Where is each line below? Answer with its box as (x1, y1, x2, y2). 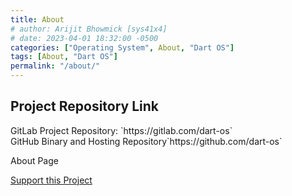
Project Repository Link (10, 98, 160, 115)
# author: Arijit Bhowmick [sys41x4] (10, 24, 168, 34)
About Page (10, 154, 59, 166)
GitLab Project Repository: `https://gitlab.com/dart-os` (10, 124, 233, 136)
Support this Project (10, 174, 93, 186)
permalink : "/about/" (10, 61, 101, 71)
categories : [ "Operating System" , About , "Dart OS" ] (10, 42, 235, 53)
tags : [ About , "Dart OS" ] (10, 52, 118, 62)
